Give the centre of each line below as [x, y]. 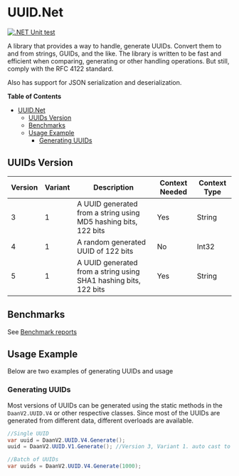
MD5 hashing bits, [107, 222]
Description [113, 187]
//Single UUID [28, 433]
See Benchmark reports [42, 331]
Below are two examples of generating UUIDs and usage [90, 371]
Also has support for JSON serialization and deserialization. [95, 82]
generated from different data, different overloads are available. [101, 420]
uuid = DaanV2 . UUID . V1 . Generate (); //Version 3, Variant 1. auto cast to [119, 447]
